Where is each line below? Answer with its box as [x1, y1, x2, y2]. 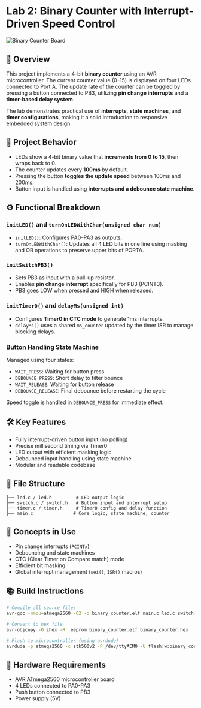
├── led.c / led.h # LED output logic [6, 495, 124, 501]
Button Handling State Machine [6, 343, 99, 351]
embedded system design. [6, 120, 72, 127]
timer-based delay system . [6, 95, 75, 103]
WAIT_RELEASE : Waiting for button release [14, 381, 114, 388]
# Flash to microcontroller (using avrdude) [6, 637, 119, 644]
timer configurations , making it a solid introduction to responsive [6, 113, 167, 120]
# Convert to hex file [6, 622, 63, 628]
